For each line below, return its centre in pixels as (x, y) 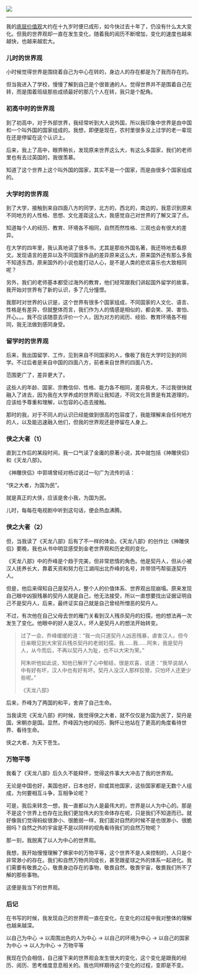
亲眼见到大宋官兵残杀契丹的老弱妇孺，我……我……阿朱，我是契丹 (105, 642)
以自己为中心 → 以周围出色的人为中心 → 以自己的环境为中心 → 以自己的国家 (98, 938)
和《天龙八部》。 (26, 460)
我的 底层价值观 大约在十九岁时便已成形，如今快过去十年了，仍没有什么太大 (96, 26)
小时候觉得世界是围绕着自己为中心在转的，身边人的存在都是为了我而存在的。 (99, 72)
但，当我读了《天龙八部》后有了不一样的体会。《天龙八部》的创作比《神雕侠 (98, 541)
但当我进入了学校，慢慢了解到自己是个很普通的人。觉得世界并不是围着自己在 (99, 84)
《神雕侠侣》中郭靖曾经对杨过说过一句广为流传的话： (71, 473)
